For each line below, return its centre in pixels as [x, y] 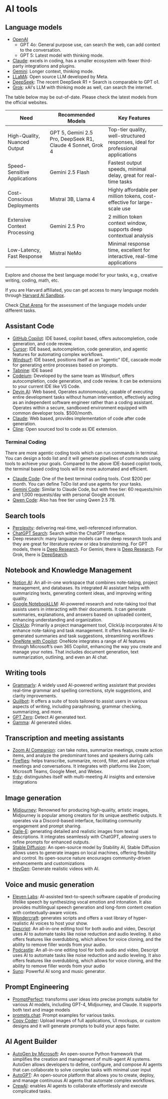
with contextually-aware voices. [45, 912]
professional [123, 148]
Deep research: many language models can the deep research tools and [87, 538]
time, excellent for [129, 250]
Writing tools [26, 673]
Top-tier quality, [127, 130]
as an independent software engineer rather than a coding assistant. [83, 402]
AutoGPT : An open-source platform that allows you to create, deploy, [83, 1075]
